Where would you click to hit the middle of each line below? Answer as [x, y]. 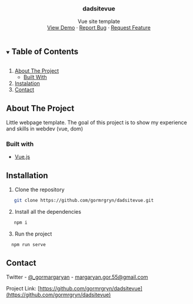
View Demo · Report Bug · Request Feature [99, 28]
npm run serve [29, 244]
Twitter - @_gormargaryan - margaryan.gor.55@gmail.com [77, 277]
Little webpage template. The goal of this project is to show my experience [96, 122]
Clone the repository [39, 189]
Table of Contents [45, 51]
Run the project [33, 234]
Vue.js [22, 157]
